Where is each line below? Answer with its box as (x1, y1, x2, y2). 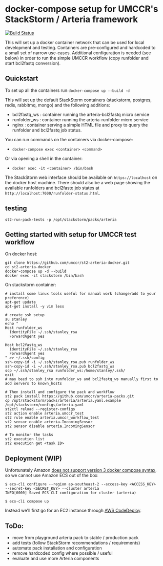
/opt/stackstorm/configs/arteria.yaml (5, 402, 84, 408)
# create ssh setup (5, 313, 45, 318)
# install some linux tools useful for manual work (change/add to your (5, 291, 156, 296)
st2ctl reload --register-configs (5, 407, 76, 412)
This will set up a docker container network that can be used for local (5, 39, 145, 45)
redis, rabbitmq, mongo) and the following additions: (5, 102, 111, 108)
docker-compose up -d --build (5, 269, 67, 274)
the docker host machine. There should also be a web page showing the (5, 179, 150, 185)
